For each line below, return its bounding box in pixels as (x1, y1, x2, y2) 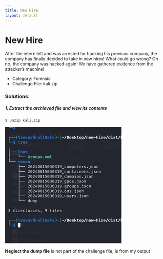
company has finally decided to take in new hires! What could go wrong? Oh (5, 56, 159, 62)
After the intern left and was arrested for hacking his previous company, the (5, 51, 157, 57)
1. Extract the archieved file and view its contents (5, 105, 107, 111)
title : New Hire (5, 8, 38, 13)
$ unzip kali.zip (5, 118, 41, 123)
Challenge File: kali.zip (12, 81, 58, 87)
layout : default (5, 13, 38, 18)
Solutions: (5, 93, 30, 100)
